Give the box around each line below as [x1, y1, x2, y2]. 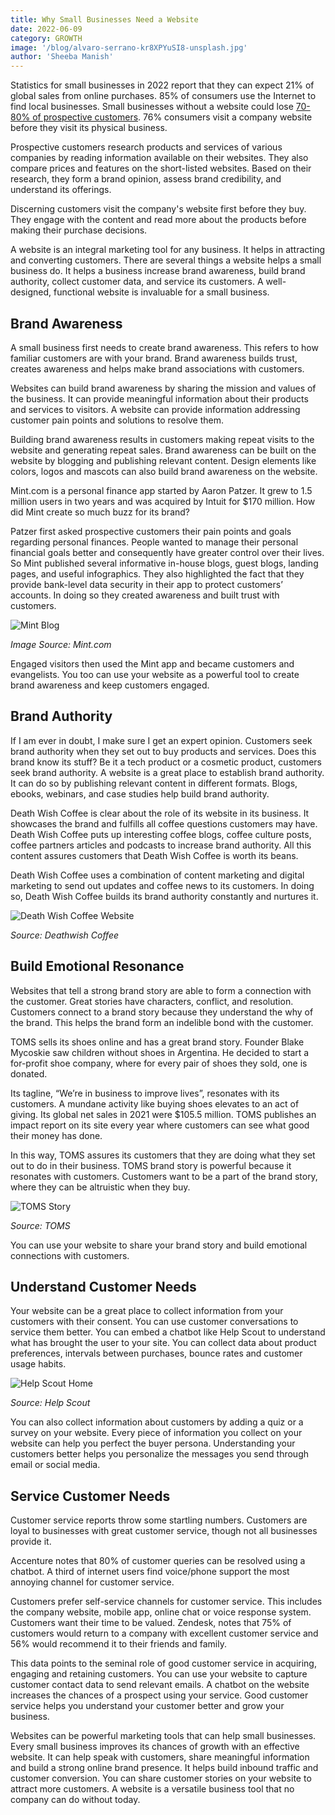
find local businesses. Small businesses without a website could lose [10, 101, 294, 113]
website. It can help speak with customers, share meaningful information [10, 1751, 310, 1763]
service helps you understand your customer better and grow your [10, 1700, 285, 1712]
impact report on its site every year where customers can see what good [10, 1119, 310, 1131]
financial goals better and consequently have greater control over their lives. [10, 546, 325, 558]
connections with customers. [10, 1249, 130, 1261]
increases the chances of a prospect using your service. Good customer [10, 1689, 309, 1701]
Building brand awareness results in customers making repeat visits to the [10, 433, 315, 445]
